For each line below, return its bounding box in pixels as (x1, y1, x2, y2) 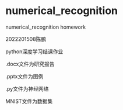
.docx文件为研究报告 (5, 60, 55, 67)
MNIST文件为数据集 (5, 98, 53, 105)
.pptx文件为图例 (5, 73, 44, 80)
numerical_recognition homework (5, 23, 86, 30)
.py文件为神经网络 (5, 85, 49, 92)
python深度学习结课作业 (5, 48, 64, 55)
